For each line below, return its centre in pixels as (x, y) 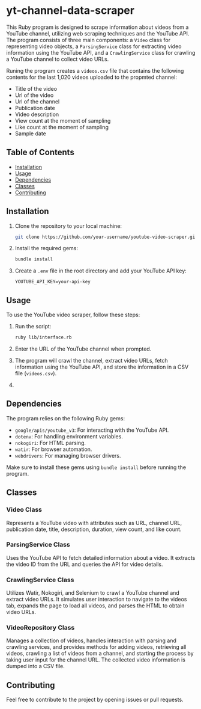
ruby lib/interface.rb (43, 337)
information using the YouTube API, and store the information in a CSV (102, 367)
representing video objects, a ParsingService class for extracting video (94, 46)
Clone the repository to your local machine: (68, 226)
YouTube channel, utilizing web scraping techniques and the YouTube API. (98, 33)
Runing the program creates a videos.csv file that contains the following (95, 70)
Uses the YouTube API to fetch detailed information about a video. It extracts (101, 557)
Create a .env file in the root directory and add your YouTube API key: (101, 271)
